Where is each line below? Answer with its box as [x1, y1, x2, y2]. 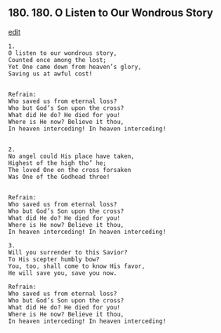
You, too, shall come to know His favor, [8, 262, 146, 270]
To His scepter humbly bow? [8, 255, 100, 263]
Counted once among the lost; [8, 56, 107, 64]
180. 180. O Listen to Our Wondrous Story [8, 6, 214, 20]
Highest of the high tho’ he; [8, 159, 107, 167]
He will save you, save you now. [8, 269, 118, 277]
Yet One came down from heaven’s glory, [8, 63, 143, 71]
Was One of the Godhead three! [8, 173, 110, 181]
